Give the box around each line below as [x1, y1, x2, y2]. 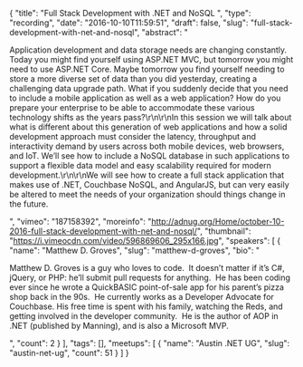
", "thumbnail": [196, 226, 251, 237]
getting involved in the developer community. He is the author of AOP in [9, 311, 279, 321]
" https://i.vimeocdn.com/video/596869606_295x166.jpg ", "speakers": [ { [9, 236, 281, 246]
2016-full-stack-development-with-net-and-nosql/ [9, 226, 197, 237]
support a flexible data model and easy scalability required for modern [9, 160, 271, 170]
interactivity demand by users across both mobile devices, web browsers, [9, 140, 285, 151]
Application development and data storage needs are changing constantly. [9, 44, 288, 55]
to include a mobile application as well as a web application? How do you [9, 92, 281, 103]
